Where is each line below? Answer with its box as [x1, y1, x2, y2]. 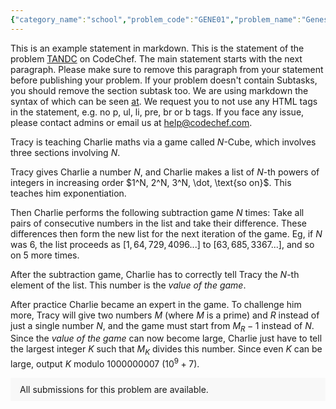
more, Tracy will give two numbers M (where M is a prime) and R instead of [10, 309, 320, 321]
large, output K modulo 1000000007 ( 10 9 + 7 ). [10, 356, 200, 370]
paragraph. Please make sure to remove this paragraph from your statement [10, 63, 324, 75]
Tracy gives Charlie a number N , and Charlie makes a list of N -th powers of [10, 166, 320, 178]
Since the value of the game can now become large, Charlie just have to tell [10, 332, 323, 345]
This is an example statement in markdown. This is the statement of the [10, 42, 305, 54]
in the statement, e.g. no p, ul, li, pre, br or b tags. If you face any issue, [10, 106, 305, 118]
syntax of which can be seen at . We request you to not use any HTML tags [10, 95, 318, 107]
